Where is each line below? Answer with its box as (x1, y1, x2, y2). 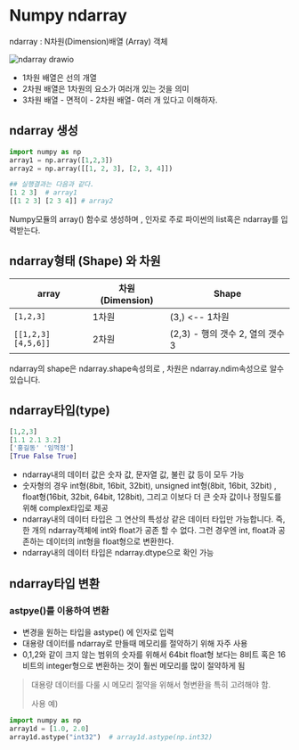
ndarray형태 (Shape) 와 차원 (9, 253, 162, 268)
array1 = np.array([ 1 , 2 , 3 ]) (9, 155, 114, 165)
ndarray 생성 (9, 123, 78, 138)
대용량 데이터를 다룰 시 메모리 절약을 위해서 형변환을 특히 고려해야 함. (30, 679, 271, 689)
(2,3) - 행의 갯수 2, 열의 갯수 (169, 327, 285, 340)
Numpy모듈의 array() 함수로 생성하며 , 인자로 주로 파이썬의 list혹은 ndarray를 (9, 214, 279, 224)
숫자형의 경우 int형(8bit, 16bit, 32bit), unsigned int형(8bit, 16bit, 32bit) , (21, 481, 278, 491)
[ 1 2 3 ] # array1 (9, 188, 77, 197)
